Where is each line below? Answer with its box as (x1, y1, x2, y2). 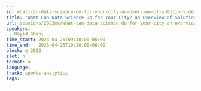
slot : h (6, 53, 26, 59)
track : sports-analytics (6, 70, 68, 76)
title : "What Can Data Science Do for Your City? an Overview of (6, 14, 172, 20)
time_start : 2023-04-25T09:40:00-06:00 (6, 37, 106, 43)
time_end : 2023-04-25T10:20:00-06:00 (6, 43, 106, 48)
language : (6, 64, 31, 71)
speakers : (6, 25, 31, 32)
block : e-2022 (6, 48, 42, 54)
